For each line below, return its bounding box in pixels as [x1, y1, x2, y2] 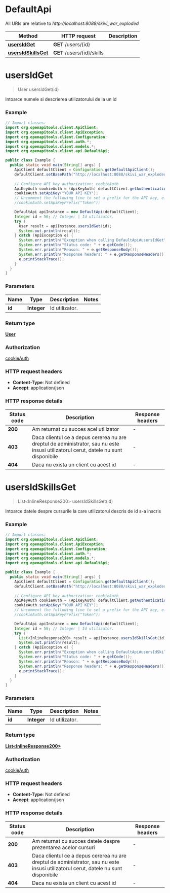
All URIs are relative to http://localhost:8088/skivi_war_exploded [5, 20, 139, 26]
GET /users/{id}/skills [53, 49, 104, 56]
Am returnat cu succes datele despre [32, 837, 120, 844]
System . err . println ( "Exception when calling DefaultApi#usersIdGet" [18, 237, 166, 243]
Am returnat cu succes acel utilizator [32, 425, 119, 432]
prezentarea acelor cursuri [32, 844, 95, 851]
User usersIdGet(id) [17, 86, 59, 92]
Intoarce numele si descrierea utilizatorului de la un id [5, 96, 117, 102]
